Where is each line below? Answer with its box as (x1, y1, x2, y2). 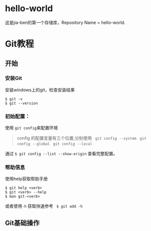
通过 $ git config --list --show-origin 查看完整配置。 (5, 151, 118, 157)
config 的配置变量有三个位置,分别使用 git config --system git (17, 135, 147, 141)
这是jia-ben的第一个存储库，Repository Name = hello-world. (5, 19, 126, 25)
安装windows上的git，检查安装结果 (5, 87, 75, 93)
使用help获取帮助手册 (5, 176, 48, 182)
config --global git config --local (17, 142, 93, 147)
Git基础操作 (5, 219, 40, 227)
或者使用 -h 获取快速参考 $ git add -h (5, 203, 83, 209)
